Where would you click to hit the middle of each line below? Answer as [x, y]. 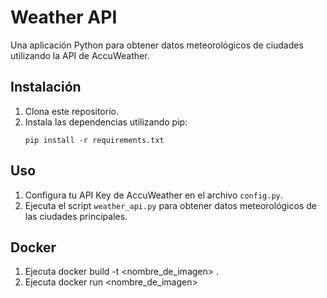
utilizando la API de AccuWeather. [80, 55]
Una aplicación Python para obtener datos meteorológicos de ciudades [157, 45]
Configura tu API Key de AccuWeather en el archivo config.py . [153, 195]
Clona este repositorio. [71, 111]
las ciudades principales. [76, 216]
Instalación [46, 87]
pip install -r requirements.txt [94, 140]
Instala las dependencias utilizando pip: [106, 122]
